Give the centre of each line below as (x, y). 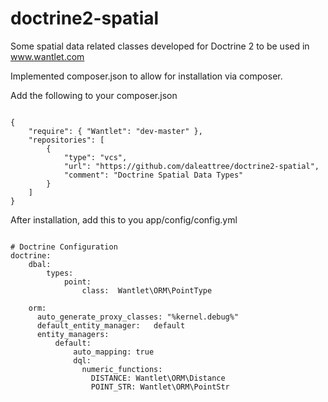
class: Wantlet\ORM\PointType (147, 290)
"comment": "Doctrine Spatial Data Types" (153, 175)
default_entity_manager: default (111, 325)
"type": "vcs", (95, 157)
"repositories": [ (66, 140)
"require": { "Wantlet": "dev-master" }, (115, 131)
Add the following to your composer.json (94, 95)
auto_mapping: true (114, 352)
